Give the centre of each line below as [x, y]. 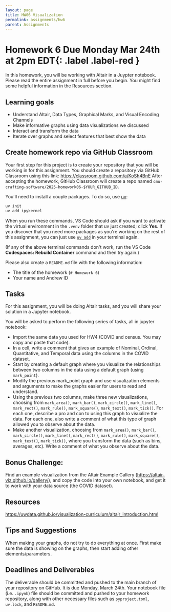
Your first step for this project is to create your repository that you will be [82, 164]
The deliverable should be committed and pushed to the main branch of [81, 582]
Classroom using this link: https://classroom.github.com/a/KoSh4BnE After [84, 176]
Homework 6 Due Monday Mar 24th [83, 50]
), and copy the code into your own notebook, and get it [107, 480]
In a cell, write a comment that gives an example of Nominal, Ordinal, [85, 348]
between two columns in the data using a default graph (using [78, 370]
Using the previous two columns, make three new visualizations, [80, 397]
